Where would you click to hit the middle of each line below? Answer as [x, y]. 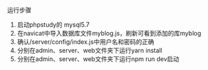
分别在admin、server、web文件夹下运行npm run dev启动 [98, 59]
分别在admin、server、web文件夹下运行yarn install [90, 50]
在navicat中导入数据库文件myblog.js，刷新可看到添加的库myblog [109, 33]
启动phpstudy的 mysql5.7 [53, 25]
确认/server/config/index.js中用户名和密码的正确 [85, 42]
